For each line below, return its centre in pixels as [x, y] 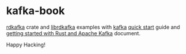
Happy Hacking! [26, 45]
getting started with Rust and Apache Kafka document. [73, 33]
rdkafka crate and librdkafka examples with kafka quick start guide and [93, 27]
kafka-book [36, 11]
